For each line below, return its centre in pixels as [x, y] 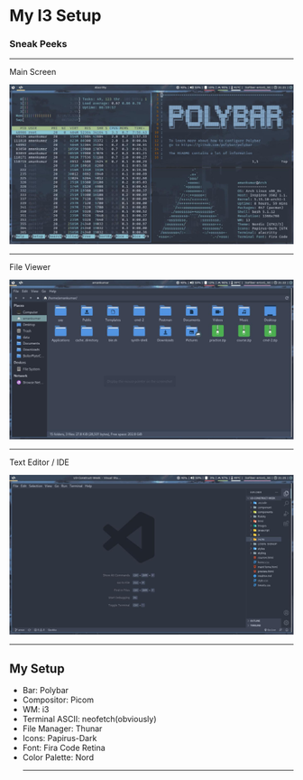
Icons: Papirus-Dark [60, 738]
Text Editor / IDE [39, 462]
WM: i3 [36, 710]
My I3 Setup [55, 16]
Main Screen [33, 72]
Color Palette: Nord [58, 757]
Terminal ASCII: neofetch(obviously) [89, 720]
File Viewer [30, 267]
